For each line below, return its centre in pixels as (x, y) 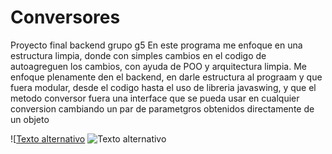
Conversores (65, 17)
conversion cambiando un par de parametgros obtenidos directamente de (162, 108)
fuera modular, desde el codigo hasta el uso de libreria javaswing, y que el (163, 87)
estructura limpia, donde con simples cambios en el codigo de (138, 55)
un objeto (30, 119)
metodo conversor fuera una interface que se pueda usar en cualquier (155, 98)
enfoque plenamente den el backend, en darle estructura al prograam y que (166, 77)
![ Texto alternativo (48, 138)
